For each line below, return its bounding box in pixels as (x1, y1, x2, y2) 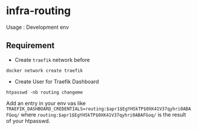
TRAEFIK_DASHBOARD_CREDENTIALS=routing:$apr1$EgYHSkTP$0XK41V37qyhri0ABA (6, 106, 192, 112)
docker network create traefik (6, 68, 83, 74)
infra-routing (6, 4, 71, 18)
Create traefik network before (14, 56, 90, 63)
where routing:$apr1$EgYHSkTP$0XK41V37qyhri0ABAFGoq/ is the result (20, 111, 186, 118)
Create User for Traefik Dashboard (14, 78, 99, 85)
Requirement (6, 41, 55, 51)
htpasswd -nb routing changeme (6, 89, 83, 95)
